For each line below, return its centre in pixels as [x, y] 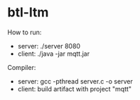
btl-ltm [28, 12]
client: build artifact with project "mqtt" [75, 89]
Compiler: [22, 67]
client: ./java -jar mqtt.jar [54, 54]
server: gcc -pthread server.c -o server [75, 81]
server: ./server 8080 [49, 46]
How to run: [25, 32]
